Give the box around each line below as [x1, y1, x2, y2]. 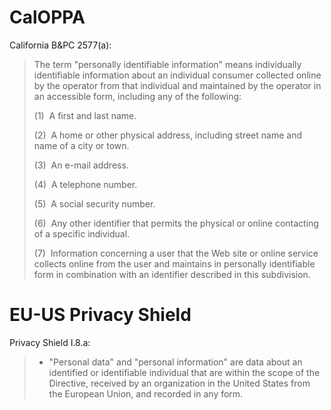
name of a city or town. [33, 139, 130, 151]
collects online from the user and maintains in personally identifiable [33, 257, 316, 270]
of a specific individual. [33, 227, 131, 240]
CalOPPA [9, 6, 86, 29]
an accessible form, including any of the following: [33, 90, 242, 102]
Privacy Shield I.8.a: [9, 336, 91, 348]
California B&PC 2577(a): [9, 39, 112, 51]
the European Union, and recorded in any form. [48, 387, 244, 400]
